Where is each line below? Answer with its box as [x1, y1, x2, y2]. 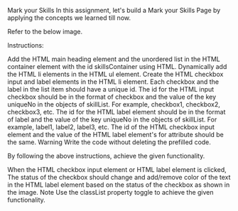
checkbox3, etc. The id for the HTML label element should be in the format [7, 108, 226, 116]
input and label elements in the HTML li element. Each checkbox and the [7, 77, 219, 86]
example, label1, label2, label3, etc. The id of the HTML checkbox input [7, 123, 215, 131]
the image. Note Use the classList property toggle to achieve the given [7, 188, 215, 196]
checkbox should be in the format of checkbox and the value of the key [7, 92, 217, 101]
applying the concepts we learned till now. [7, 13, 131, 22]
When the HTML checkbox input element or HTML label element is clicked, [7, 166, 227, 173]
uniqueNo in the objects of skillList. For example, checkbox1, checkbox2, [7, 100, 220, 109]
